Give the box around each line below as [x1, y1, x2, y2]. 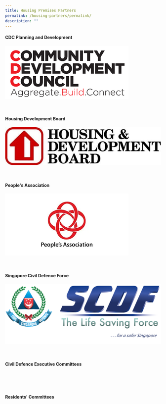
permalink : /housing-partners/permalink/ [5, 13, 92, 18]
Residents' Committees [5, 394, 54, 400]
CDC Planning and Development [5, 34, 73, 40]
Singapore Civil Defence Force [5, 273, 69, 279]
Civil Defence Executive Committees [5, 361, 82, 367]
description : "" [5, 18, 39, 23]
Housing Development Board [5, 116, 66, 122]
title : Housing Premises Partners [5, 8, 77, 13]
